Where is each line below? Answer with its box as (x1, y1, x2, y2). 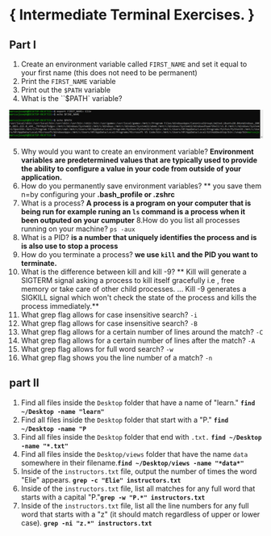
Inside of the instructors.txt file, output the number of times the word (20, 466, 257, 476)
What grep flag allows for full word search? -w (20, 344, 174, 354)
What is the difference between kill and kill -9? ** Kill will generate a (20, 267, 247, 276)
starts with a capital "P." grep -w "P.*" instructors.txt (20, 492, 206, 502)
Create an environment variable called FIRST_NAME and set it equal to (20, 59, 248, 69)
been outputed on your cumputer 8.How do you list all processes (20, 216, 240, 226)
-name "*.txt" (20, 442, 69, 450)
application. (20, 172, 63, 183)
